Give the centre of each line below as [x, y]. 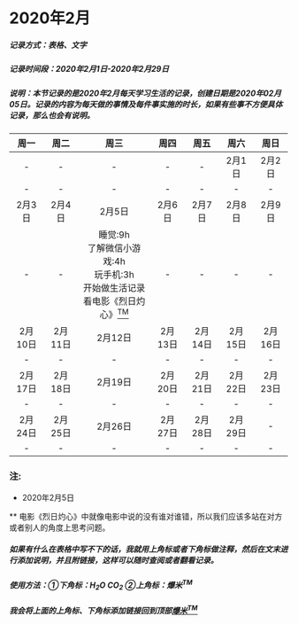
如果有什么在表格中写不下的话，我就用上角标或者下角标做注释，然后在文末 [145, 550]
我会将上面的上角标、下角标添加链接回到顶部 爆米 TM [103, 610]
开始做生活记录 [114, 287]
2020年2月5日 [48, 497]
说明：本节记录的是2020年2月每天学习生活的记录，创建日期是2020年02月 [145, 93]
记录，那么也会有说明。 [52, 115]
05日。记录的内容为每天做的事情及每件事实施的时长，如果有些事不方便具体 [146, 104]
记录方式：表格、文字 [48, 44]
